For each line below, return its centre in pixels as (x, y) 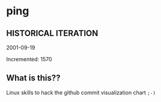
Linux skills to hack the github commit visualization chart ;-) (81, 92)
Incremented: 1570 (29, 59)
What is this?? (33, 78)
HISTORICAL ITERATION (52, 33)
